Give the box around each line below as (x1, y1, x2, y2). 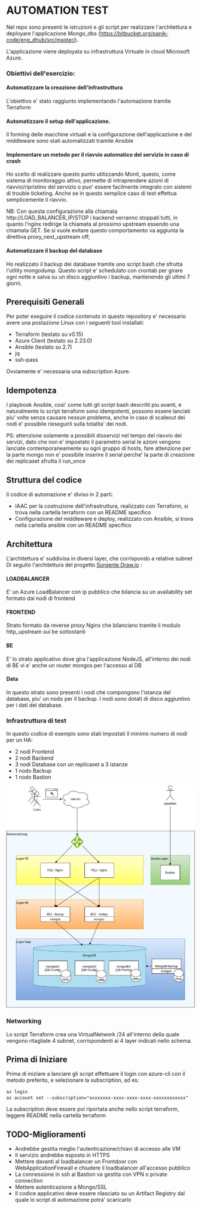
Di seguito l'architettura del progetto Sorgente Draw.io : (6, 561, 142, 568)
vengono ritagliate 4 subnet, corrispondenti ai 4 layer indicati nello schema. (6, 1037, 193, 1044)
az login (6, 1089, 28, 1095)
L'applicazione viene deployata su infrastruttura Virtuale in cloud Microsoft (6, 47, 190, 55)
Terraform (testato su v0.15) (14, 331, 84, 338)
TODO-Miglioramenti (6, 1129, 86, 1139)
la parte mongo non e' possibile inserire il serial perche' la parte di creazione (6, 451, 195, 458)
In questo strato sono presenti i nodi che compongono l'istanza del (6, 688, 171, 696)
